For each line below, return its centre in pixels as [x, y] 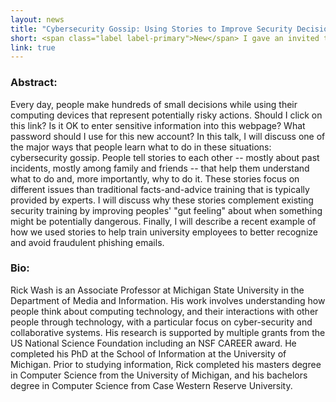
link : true [33, 47]
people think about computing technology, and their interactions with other [164, 311]
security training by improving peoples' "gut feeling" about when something [166, 210]
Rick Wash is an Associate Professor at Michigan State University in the [157, 290]
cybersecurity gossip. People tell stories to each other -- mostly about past [165, 157]
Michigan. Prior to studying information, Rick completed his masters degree [166, 364]
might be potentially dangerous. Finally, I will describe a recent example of [163, 221]
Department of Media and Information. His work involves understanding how [168, 300]
